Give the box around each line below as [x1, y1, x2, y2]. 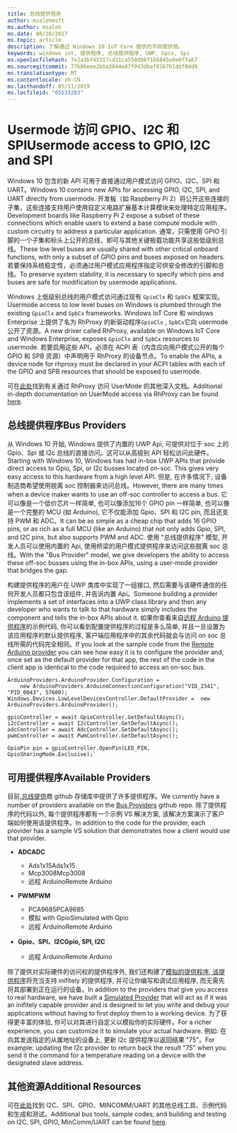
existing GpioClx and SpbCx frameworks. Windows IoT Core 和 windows [7, 309, 214, 318]
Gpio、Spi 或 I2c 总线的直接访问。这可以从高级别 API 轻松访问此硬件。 [7, 448, 214, 457]
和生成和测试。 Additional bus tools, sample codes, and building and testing [7, 1110, 226, 1118]
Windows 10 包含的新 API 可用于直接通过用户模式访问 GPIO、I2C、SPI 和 [7, 177, 220, 185]
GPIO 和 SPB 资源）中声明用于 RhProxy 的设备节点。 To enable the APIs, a [7, 351, 222, 361]
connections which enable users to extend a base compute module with [7, 219, 217, 227]
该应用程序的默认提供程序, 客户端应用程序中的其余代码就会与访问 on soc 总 [7, 631, 226, 639]
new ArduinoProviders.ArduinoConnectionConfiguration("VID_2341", [20, 682, 220, 690]
